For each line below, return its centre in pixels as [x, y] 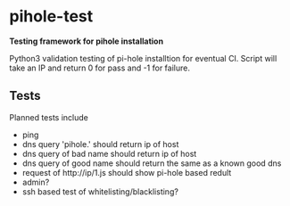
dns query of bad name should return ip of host [109, 153]
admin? [36, 182]
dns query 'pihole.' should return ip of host [100, 144]
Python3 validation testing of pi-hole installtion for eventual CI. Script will [143, 58]
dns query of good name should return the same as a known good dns [152, 163]
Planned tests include [49, 117]
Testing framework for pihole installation [86, 41]
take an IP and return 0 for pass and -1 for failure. [99, 68]
